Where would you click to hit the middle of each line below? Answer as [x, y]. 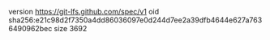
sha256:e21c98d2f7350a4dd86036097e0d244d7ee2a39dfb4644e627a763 [135, 20]
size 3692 [71, 28]
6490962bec [30, 28]
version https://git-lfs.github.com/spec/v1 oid [84, 12]
